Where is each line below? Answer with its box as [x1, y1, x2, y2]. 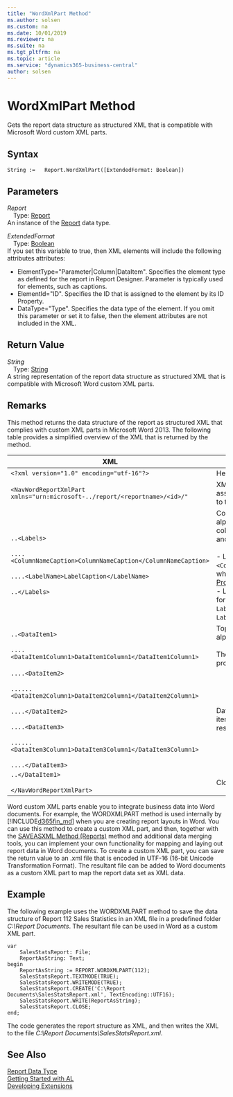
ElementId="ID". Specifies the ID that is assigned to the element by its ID [17, 290, 224, 298]
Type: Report [13, 211, 51, 220]
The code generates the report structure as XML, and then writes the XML [7, 1021, 219, 1030]
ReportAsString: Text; [19, 954, 85, 962]
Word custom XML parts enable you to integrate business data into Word [7, 802, 215, 811]
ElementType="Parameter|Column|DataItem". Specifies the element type [17, 267, 225, 276]
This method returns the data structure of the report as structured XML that [7, 418, 223, 426]
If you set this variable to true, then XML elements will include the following [7, 247, 222, 255]
